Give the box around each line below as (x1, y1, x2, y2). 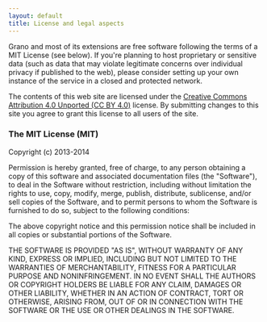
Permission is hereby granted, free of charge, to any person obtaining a (8, 162, 246, 172)
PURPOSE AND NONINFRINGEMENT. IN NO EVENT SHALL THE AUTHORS (8, 271, 257, 281)
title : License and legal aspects (8, 19, 125, 27)
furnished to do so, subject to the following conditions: (8, 205, 190, 215)
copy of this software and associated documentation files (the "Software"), (8, 171, 258, 181)
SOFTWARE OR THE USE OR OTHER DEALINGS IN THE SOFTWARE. (8, 305, 235, 315)
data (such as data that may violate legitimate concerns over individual (8, 58, 244, 69)
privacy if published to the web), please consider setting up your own (8, 67, 240, 77)
